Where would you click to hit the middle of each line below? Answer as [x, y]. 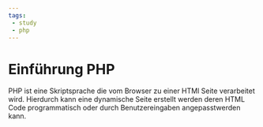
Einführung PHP [62, 69]
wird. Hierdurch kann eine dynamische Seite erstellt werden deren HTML [127, 99]
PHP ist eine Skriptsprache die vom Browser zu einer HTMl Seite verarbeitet [131, 91]
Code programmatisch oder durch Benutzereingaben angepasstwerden [124, 108]
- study [24, 23]
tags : [17, 15]
